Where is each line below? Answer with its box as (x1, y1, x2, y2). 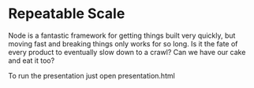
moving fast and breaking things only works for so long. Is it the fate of (8, 38, 238, 48)
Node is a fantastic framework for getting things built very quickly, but (8, 31, 236, 40)
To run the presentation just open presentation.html (8, 71, 175, 80)
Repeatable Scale (8, 5, 125, 23)
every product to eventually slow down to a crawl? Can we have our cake (8, 47, 246, 57)
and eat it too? (8, 56, 55, 65)
